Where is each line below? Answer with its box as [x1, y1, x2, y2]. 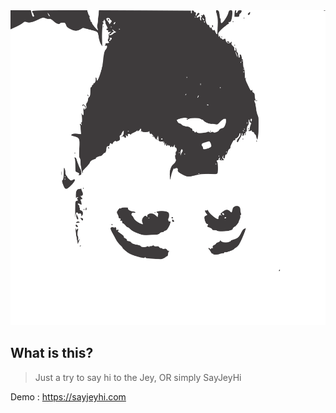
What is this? [10, 345, 94, 362]
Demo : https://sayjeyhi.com [10, 390, 127, 403]
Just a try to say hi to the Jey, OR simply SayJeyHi [34, 371, 242, 383]
